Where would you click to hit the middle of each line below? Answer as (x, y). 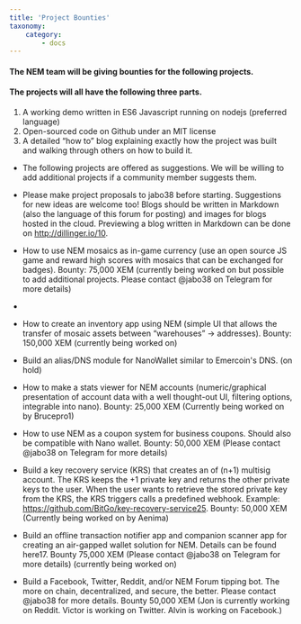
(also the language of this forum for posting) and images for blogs (144, 214)
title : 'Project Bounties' (60, 18)
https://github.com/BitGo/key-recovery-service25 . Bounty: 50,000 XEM (155, 509)
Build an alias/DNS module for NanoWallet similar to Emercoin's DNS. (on (157, 360)
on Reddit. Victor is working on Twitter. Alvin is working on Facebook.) (152, 610)
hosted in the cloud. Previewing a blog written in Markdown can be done (156, 224)
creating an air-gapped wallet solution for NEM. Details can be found (149, 545)
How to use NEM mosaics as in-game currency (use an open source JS (155, 251)
